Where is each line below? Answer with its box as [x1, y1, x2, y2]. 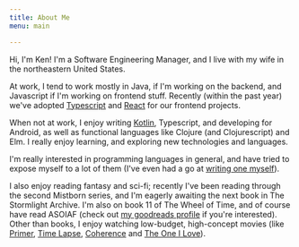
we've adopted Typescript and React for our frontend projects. [9, 99, 241, 110]
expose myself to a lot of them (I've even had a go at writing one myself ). [9, 163, 280, 174]
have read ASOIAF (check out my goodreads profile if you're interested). [9, 209, 277, 219]
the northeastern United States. [9, 64, 126, 74]
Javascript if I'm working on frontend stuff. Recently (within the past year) [9, 90, 283, 101]
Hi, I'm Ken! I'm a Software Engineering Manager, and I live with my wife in [9, 54, 285, 64]
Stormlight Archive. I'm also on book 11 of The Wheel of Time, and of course [9, 199, 291, 210]
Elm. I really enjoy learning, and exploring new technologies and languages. [9, 136, 289, 147]
